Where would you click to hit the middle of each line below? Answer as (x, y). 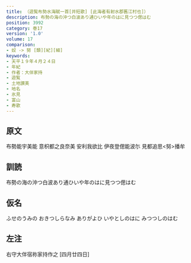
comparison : (21, 45)
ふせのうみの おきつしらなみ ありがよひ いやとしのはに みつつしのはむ (92, 218)
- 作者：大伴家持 (24, 72)
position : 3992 (25, 23)
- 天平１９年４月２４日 (31, 61)
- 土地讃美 (18, 84)
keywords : (18, 56)
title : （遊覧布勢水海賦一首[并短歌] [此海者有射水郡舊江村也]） (77, 12)
